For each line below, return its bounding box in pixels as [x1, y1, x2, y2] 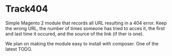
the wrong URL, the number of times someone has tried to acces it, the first [5, 25, 165, 31]
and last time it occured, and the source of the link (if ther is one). [5, 31, 144, 37]
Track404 [5, 3, 48, 15]
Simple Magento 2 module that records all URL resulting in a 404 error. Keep [5, 20, 167, 26]
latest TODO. [5, 46, 32, 52]
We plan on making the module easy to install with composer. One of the [5, 40, 159, 46]
